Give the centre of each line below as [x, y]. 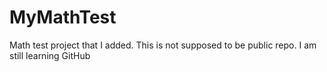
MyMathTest [63, 17]
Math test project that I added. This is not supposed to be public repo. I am [163, 45]
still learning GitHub [50, 55]
